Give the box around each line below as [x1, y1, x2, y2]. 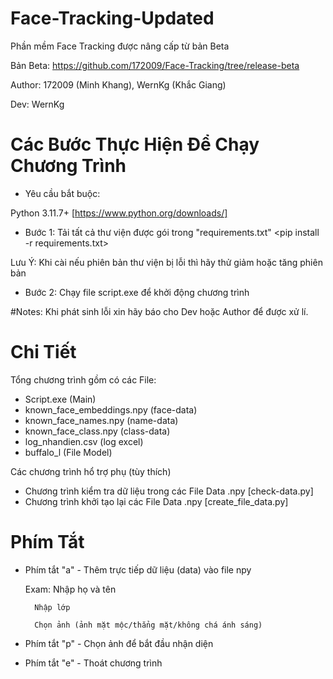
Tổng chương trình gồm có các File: [10, 373, 157, 386]
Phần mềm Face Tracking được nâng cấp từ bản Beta [10, 40, 230, 52]
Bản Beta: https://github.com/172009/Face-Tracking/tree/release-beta [10, 59, 300, 71]
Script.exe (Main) [24, 393, 97, 405]
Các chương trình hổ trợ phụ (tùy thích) [10, 465, 172, 477]
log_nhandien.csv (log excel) [24, 435, 144, 447]
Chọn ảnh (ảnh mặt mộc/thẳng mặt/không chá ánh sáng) [34, 620, 263, 630]
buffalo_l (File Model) [24, 446, 113, 458]
